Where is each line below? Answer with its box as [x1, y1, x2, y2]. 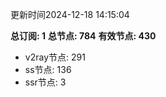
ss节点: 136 [24, 64, 72, 75]
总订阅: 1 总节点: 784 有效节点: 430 [10, 30, 157, 42]
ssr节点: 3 [24, 76, 67, 88]
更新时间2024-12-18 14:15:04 [10, 9, 130, 20]
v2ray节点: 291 [24, 51, 86, 63]
